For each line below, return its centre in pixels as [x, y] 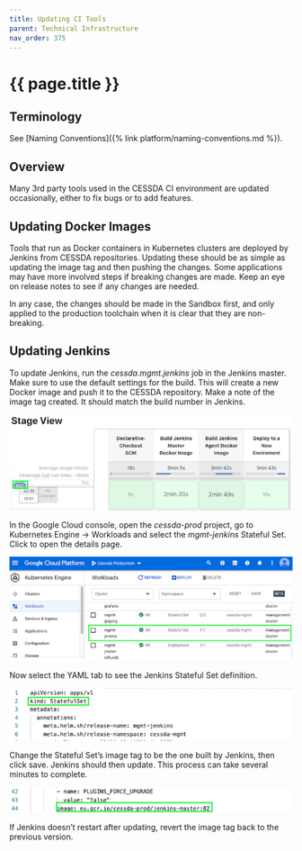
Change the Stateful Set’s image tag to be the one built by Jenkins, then [142, 756]
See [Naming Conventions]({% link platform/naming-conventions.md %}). [146, 139]
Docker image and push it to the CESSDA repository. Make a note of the [142, 392]
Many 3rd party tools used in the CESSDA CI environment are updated [139, 188]
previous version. [41, 837]
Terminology [46, 117]
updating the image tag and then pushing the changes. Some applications [146, 267]
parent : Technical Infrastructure [74, 28]
